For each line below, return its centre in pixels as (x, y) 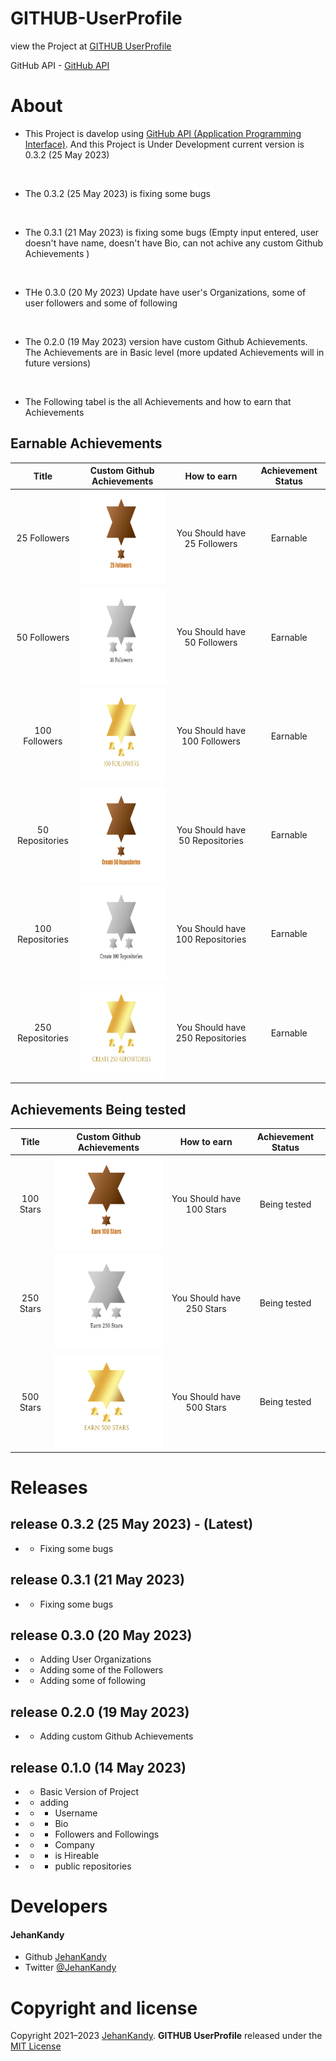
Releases (49, 1487)
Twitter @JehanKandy (70, 1968)
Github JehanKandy (65, 1957)
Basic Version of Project (89, 1791)
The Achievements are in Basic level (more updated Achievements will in (174, 352)
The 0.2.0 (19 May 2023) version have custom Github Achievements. (166, 341)
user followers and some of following (101, 303)
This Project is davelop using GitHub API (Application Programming (163, 133)
